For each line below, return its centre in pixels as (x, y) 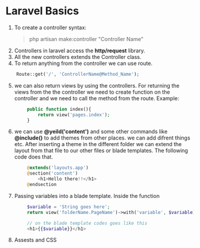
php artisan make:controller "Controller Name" (86, 39)
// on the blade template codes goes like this (87, 223)
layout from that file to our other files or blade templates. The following (101, 151)
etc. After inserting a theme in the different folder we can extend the (98, 144)
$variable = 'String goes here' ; (69, 207)
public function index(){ (59, 109)
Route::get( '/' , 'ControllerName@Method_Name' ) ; (78, 74)
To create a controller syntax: (50, 27)
